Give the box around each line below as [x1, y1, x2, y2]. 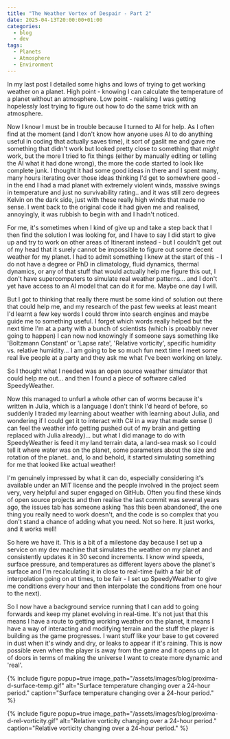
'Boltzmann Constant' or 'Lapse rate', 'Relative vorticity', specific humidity [7, 339, 216, 347]
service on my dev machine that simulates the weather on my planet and [7, 545, 213, 554]
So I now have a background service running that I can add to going [7, 602, 199, 611]
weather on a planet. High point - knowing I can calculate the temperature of [7, 87, 224, 95]
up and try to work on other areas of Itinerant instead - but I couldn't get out [7, 238, 222, 246]
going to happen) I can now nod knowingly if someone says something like [7, 331, 218, 340]
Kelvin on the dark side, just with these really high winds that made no [7, 195, 205, 203]
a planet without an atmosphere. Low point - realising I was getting [7, 94, 196, 103]
